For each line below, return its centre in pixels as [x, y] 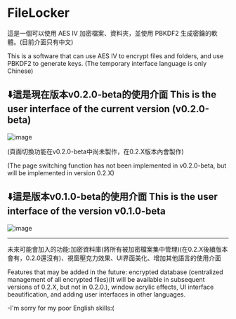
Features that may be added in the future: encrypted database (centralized [115, 272]
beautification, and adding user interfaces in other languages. [97, 294]
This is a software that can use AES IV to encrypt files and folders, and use [115, 56]
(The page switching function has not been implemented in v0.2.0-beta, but [117, 165]
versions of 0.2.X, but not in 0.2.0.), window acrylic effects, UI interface [111, 287]
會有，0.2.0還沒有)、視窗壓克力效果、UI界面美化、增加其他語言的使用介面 [114, 258]
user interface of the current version [89, 109]
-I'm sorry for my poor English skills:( [61, 308]
